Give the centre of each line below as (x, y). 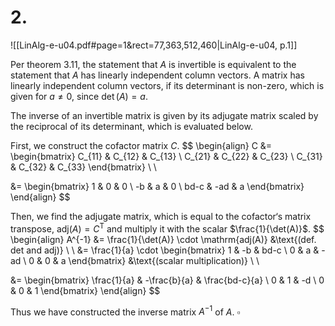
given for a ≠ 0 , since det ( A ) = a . (79, 96)
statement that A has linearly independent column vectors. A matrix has (157, 75)
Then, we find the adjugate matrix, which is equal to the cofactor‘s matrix (161, 216)
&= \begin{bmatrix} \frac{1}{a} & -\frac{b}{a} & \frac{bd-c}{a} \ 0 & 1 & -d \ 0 (167, 280)
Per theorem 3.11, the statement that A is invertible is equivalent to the (153, 64)
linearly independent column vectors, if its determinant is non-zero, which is (167, 85)
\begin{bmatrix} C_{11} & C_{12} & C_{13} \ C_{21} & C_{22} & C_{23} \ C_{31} (166, 156)
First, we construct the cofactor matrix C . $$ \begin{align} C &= (141, 145)
